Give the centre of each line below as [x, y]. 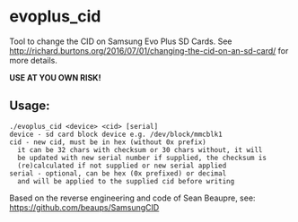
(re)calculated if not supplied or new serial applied [122, 166]
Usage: [30, 106]
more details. [34, 60]
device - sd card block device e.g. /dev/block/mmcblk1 [116, 134]
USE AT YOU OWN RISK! [55, 77]
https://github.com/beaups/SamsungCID [84, 207]
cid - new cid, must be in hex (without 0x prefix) [108, 142]
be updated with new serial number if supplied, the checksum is [142, 158]
